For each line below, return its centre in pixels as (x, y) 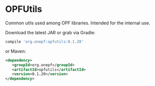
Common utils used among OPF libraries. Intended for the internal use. (78, 23)
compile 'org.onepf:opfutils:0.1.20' (44, 42)
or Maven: (15, 51)
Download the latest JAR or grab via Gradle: (50, 32)
